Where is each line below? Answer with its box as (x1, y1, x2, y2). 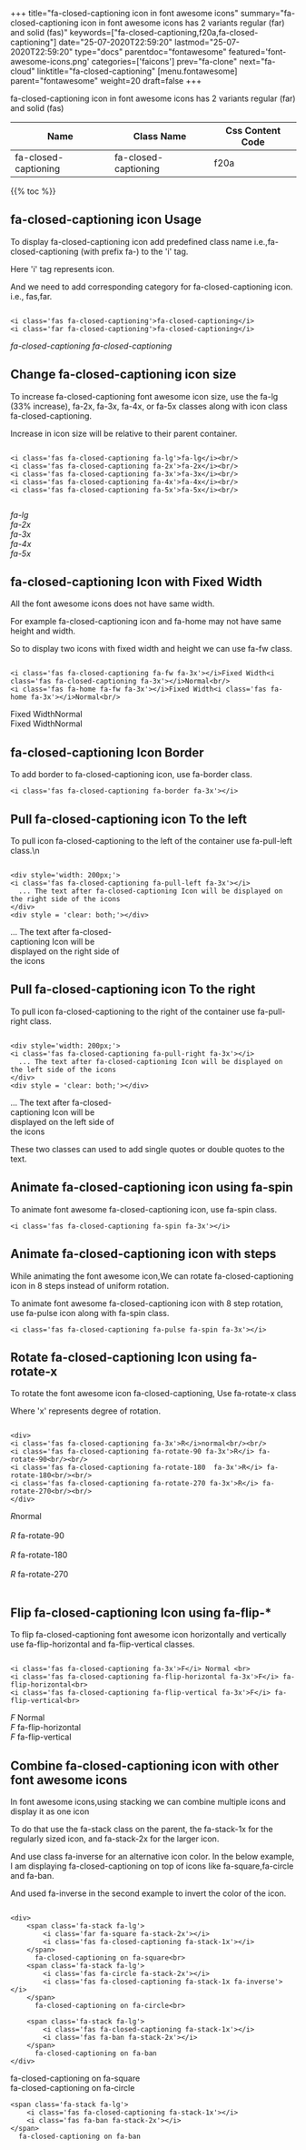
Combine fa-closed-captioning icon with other (10, 1758, 280, 1773)
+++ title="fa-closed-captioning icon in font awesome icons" (10, 8, 239, 18)
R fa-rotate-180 (10, 1549, 68, 1560)
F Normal (10, 1712, 45, 1723)
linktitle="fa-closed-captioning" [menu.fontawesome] (36, 66, 238, 76)
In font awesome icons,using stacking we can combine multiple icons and (10, 1796, 287, 1807)
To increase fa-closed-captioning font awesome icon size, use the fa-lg (10, 390, 279, 401)
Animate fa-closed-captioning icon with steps (10, 1246, 277, 1262)
